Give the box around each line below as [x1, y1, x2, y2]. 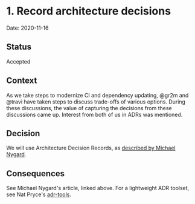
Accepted [6, 58, 31, 65]
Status [6, 42, 32, 52]
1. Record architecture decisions [6, 4, 171, 18]
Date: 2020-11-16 [6, 24, 49, 31]
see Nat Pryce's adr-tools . [6, 191, 71, 198]
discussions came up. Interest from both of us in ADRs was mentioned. [6, 111, 183, 118]
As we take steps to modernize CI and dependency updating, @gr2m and [6, 91, 189, 99]
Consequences [6, 168, 65, 179]
